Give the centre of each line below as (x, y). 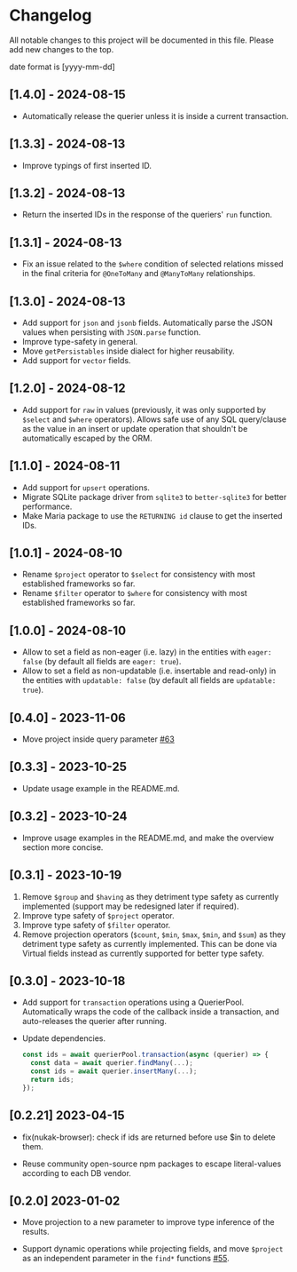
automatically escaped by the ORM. (87, 438)
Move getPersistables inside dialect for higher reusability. (128, 351)
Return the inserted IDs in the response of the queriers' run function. (147, 215)
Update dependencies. (64, 1038)
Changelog (51, 16)
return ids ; (52, 1079)
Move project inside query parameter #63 (98, 739)
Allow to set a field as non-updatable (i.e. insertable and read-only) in (149, 671)
